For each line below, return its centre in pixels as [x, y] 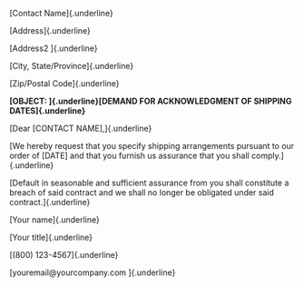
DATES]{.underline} [48, 111]
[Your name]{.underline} [54, 220]
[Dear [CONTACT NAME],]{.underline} [81, 128]
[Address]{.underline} [50, 30]
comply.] [267, 155]
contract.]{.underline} [50, 202]
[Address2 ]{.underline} [54, 48]
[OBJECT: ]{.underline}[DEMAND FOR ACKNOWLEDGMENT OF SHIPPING [151, 101]
